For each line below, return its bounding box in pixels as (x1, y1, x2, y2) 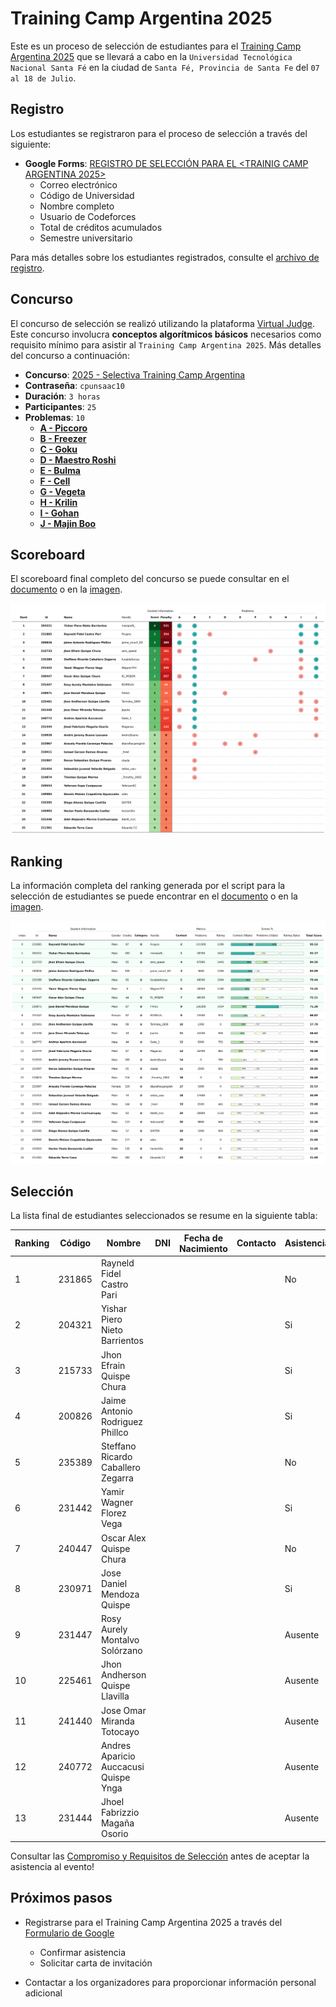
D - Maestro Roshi (39, 453, 117, 466)
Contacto (236, 1237, 277, 1249)
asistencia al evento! (10, 1860, 95, 1872)
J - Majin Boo (39, 517, 97, 529)
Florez (100, 1507, 127, 1519)
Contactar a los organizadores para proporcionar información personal (24, 1976, 317, 1988)
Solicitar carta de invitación (39, 1957, 153, 1969)
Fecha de (183, 1232, 223, 1244)
